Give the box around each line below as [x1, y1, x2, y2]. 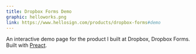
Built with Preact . [6, 42, 47, 49]
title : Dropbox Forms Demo [6, 8, 72, 15]
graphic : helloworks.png [6, 14, 67, 20]
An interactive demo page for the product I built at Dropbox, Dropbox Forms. [6, 36, 190, 43]
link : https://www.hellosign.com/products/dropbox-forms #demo [6, 19, 161, 25]
